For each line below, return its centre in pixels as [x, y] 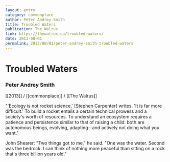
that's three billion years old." [36, 154]
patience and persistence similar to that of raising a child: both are [75, 122]
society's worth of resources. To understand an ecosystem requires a [79, 117]
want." [12, 133]
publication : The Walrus [32, 29]
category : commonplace [29, 15]
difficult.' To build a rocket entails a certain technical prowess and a [76, 111]
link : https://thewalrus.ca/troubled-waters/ [54, 34]
